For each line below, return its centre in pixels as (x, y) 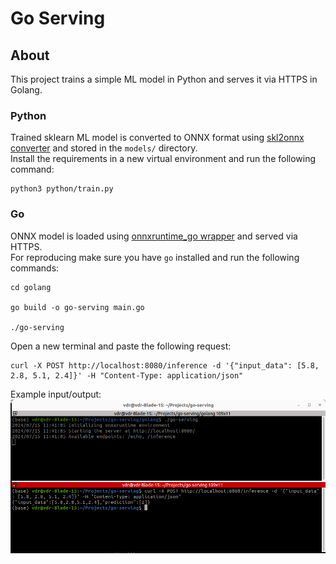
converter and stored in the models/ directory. (104, 148)
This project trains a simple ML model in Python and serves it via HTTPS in (164, 79)
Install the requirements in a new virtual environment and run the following (163, 159)
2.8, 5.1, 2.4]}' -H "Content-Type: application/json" (127, 375)
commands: (35, 268)
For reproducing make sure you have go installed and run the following (155, 257)
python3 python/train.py (62, 189)
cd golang (31, 287)
